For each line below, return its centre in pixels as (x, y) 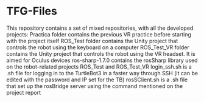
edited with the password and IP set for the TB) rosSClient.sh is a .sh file (97, 80)
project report (24, 92)
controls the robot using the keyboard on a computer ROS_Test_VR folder (98, 47)
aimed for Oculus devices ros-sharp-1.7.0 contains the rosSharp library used (102, 60)
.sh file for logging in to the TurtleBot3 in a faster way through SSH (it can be (102, 73)
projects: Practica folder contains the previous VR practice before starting (99, 34)
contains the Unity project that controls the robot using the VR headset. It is (101, 53)
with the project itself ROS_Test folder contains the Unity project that (92, 41)
